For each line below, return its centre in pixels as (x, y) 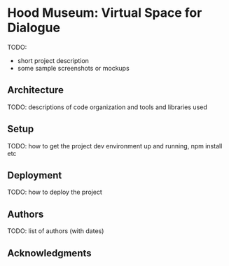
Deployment (35, 175)
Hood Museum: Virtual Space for (105, 13)
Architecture (36, 90)
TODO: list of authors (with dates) (56, 231)
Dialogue (34, 28)
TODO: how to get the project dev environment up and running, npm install (115, 146)
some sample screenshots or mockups (73, 68)
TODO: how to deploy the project (55, 192)
